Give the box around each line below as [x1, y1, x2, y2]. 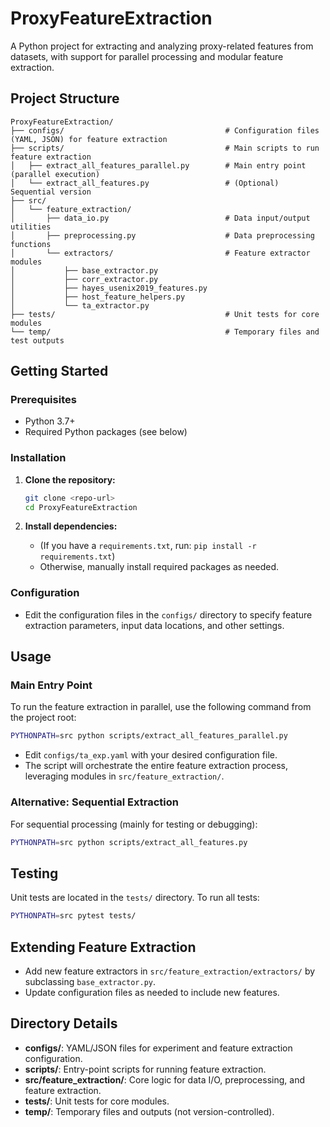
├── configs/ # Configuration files [10, 125, 320, 136]
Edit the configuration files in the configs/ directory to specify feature [24, 608, 313, 621]
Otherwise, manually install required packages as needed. [39, 561, 280, 573]
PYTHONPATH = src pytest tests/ [10, 911, 137, 921]
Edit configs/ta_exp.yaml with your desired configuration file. [24, 749, 278, 761]
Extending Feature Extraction [10, 938, 197, 956]
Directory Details [10, 1015, 118, 1032]
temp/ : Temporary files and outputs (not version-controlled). [24, 1105, 275, 1117]
